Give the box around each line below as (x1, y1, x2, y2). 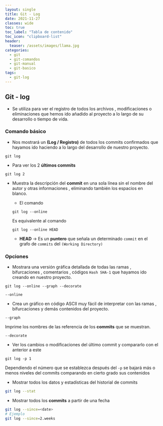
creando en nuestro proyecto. (12, 274, 72, 280)
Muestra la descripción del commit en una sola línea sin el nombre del (12, 180, 153, 186)
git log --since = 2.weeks (5, 416, 55, 421)
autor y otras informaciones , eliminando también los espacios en (12, 185, 143, 191)
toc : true (5, 25, 25, 30)
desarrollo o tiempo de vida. (12, 116, 69, 122)
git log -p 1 (5, 357, 32, 361)
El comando (19, 200, 44, 205)
